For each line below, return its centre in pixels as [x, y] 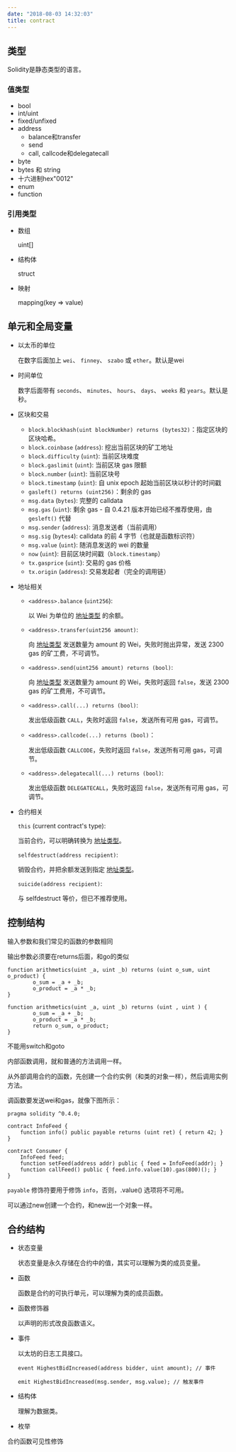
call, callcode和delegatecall [68, 153]
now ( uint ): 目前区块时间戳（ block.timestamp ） [96, 553]
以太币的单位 [36, 345]
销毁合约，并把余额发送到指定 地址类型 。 [78, 869]
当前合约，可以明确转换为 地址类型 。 [71, 840]
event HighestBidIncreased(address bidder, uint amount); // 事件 [117, 1368]
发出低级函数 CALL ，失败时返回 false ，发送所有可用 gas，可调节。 [125, 720]
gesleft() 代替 [50, 518]
